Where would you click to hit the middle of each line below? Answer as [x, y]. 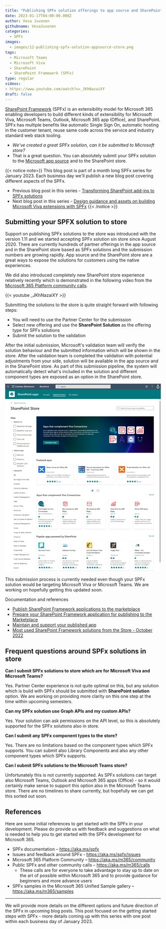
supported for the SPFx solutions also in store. [52, 726]
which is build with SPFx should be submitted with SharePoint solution [77, 691]
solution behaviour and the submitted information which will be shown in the [83, 350]
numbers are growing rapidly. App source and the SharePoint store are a [79, 255]
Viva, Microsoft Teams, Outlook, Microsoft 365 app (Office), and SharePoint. [83, 120]
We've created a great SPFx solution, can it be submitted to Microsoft [83, 145]
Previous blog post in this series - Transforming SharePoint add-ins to [83, 191]
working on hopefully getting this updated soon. [54, 590]
